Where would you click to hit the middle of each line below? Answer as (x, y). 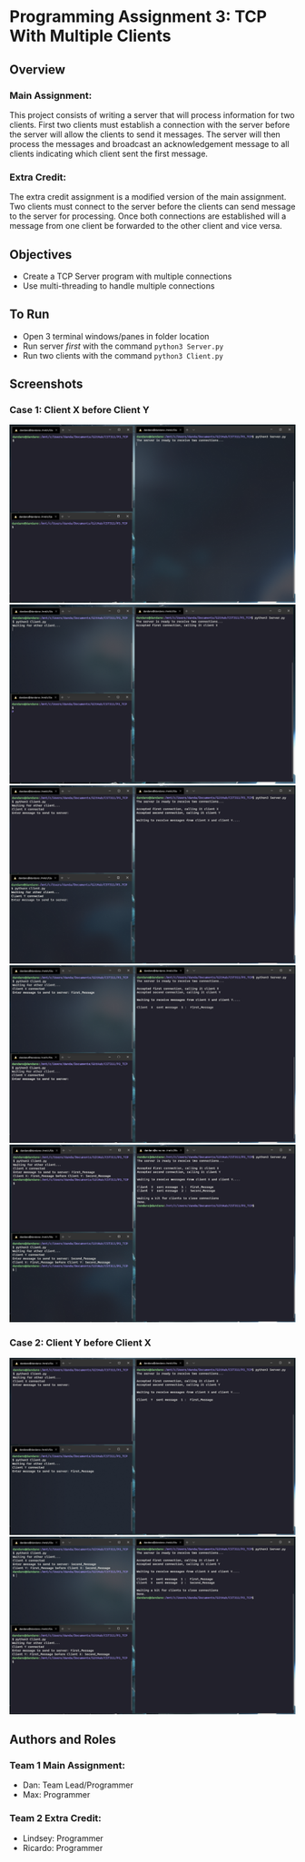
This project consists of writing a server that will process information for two (152, 114)
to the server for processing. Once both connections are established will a (148, 216)
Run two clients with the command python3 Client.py (123, 355)
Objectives (41, 255)
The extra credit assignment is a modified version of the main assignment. (148, 197)
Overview (38, 69)
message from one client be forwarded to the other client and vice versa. (146, 226)
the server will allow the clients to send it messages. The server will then (145, 134)
